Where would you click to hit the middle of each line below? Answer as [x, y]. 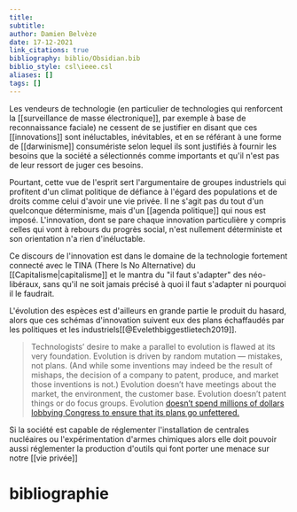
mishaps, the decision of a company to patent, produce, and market [155, 375]
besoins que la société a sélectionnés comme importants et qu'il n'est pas [145, 155]
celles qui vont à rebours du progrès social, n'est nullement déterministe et [146, 229]
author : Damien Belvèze [53, 34]
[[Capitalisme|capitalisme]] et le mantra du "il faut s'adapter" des [128, 275]
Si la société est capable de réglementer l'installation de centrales [129, 430]
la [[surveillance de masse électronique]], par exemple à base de [128, 118]
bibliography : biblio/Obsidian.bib [75, 58]
